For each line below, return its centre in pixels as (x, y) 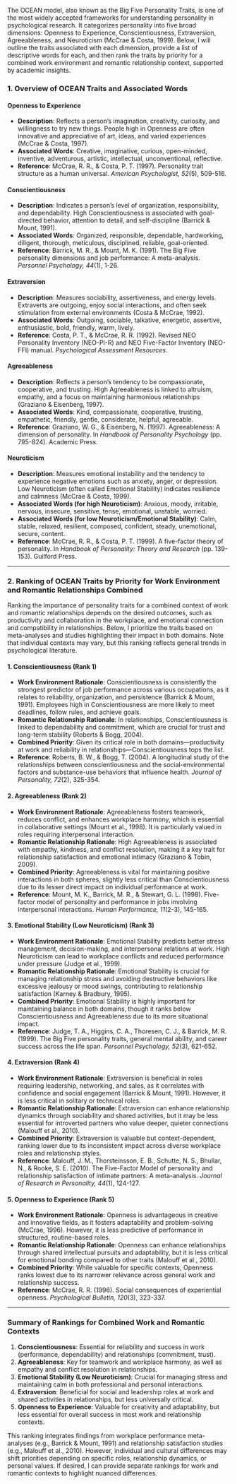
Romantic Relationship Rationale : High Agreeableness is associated (117, 842)
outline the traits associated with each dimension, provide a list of (103, 48)
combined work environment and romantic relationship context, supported (115, 63)
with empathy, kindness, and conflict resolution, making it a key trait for (121, 849)
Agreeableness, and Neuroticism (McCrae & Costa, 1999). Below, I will (109, 40)
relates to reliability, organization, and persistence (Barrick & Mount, (116, 697)
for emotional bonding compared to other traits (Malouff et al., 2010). (117, 1260)
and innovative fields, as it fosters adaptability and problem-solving (115, 1223)
